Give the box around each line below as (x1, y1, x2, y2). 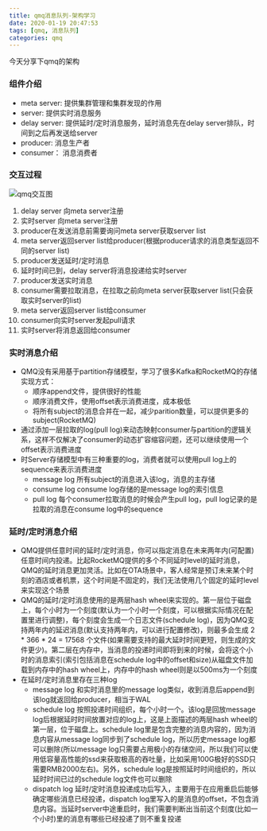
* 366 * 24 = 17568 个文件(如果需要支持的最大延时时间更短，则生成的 (20, 635, 250, 645)
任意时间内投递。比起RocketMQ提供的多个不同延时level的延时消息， (20, 556, 245, 565)
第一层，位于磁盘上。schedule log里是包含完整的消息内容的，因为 (32, 724, 250, 734)
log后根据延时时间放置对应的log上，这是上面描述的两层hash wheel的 (32, 715, 257, 724)
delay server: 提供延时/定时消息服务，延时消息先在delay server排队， (20, 118, 249, 127)
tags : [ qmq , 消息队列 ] (9, 26, 79, 34)
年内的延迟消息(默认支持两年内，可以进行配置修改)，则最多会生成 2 (34, 625, 255, 635)
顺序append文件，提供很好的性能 (32, 386, 141, 396)
